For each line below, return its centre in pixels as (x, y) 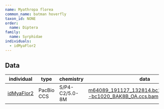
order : (12, 23)
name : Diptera (24, 28)
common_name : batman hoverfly (36, 14)
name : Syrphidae (26, 37)
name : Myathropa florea (29, 9)
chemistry (72, 79)
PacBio (46, 91)
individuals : (18, 41)
